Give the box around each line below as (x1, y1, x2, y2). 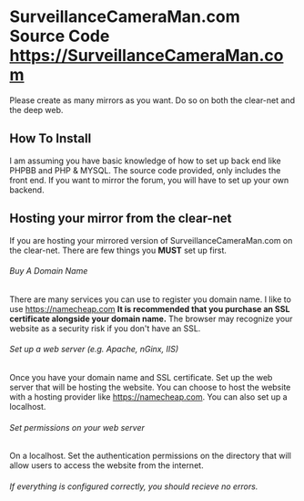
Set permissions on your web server (9, 422, 146, 433)
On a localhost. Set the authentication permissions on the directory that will (9, 450, 291, 462)
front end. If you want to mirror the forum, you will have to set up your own (9, 174, 289, 185)
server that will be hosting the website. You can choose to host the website (9, 381, 291, 392)
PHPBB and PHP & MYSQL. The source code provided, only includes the (9, 164, 281, 175)
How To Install (9, 130, 92, 147)
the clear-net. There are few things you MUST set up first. (9, 245, 228, 256)
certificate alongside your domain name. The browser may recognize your (9, 313, 293, 324)
